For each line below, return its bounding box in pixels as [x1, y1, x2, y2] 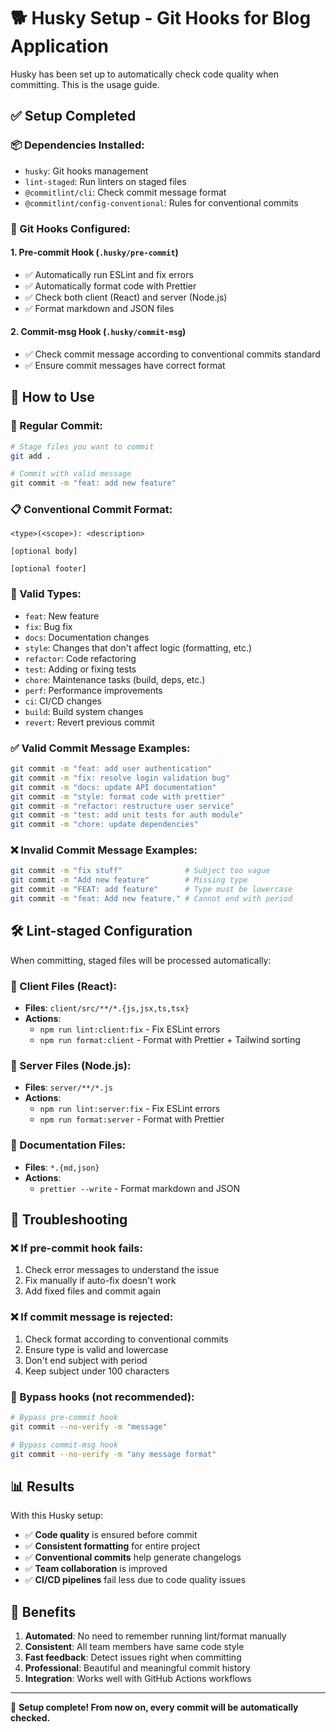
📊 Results [10, 1478, 75, 1495]
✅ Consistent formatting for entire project [24, 1540, 201, 1552]
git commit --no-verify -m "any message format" [10, 1449, 217, 1459]
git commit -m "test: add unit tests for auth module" [10, 810, 244, 820]
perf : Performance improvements [24, 684, 163, 696]
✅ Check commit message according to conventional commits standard [24, 348, 321, 360]
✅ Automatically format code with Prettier [24, 280, 197, 292]
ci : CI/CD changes [24, 695, 102, 707]
